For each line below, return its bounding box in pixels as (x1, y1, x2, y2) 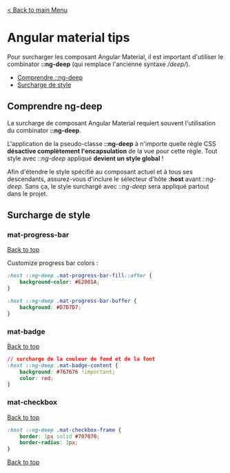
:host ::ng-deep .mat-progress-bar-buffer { (7, 297, 137, 305)
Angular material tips (7, 30, 130, 45)
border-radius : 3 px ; (19, 439, 79, 446)
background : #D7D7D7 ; (19, 304, 81, 311)
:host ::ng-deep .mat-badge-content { (7, 361, 118, 369)
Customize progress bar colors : (7, 259, 98, 267)
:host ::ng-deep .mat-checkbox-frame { (7, 426, 122, 433)
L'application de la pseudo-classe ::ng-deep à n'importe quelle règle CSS (7, 139, 217, 147)
